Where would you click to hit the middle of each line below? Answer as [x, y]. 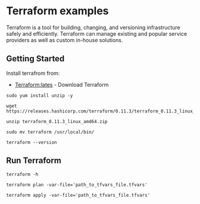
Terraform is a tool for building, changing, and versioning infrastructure [93, 27]
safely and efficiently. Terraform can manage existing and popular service [97, 33]
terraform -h [22, 174]
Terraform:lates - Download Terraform [62, 84]
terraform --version [32, 142]
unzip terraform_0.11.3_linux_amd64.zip [57, 121]
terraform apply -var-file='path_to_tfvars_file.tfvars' [78, 195]
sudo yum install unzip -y [40, 95]
